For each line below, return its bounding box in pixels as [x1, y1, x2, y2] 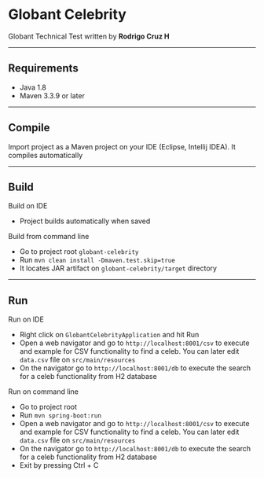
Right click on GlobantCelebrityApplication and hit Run [19, 330, 200, 340]
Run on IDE [8, 314, 45, 324]
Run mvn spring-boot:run [19, 410, 102, 420]
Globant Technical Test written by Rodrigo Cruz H [8, 31, 170, 41]
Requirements [8, 61, 79, 75]
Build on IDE [8, 201, 48, 211]
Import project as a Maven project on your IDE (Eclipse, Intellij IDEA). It [8, 142, 236, 151]
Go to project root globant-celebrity [19, 247, 139, 256]
